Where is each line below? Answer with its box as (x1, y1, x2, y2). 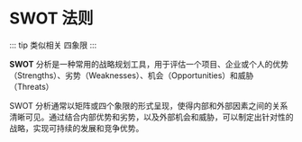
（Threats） (9, 81, 54, 92)
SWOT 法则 (9, 8, 94, 29)
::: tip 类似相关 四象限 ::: (9, 40, 97, 50)
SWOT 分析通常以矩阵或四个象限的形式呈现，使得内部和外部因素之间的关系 (9, 100, 288, 111)
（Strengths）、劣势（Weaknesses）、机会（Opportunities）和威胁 (9, 69, 254, 81)
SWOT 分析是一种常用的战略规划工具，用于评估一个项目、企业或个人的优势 (9, 58, 288, 69)
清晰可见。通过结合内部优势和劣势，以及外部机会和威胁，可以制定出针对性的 (9, 111, 294, 122)
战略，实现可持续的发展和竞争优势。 (9, 122, 144, 133)
